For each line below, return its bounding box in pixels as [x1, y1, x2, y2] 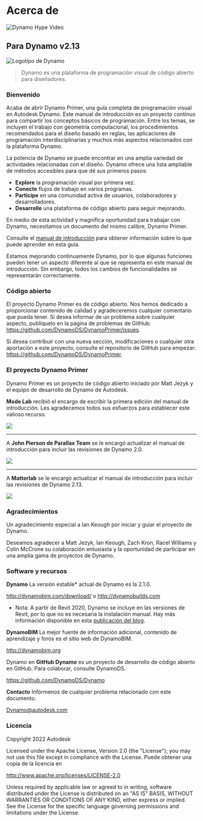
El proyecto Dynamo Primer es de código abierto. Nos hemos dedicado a [6, 300, 188, 308]
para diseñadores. [21, 75, 66, 82]
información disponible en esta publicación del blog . [14, 617, 146, 624]
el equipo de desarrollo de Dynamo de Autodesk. [6, 386, 129, 393]
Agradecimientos [6, 507, 59, 515]
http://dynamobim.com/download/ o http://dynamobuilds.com [6, 593, 161, 600]
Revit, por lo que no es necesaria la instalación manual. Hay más [14, 611, 175, 618]
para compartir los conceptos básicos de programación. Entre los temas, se [6, 117, 195, 124]
